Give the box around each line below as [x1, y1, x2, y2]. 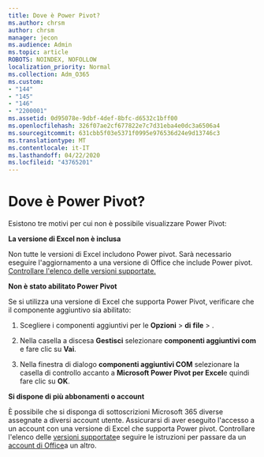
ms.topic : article [8, 48, 69, 56]
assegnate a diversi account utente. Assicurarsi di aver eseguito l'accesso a [8, 416, 255, 425]
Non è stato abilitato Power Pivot [8, 281, 117, 291]
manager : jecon [8, 33, 58, 42]
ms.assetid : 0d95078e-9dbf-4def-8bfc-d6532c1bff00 [8, 115, 178, 123]
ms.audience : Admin [8, 41, 73, 49]
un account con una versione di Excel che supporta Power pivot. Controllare [8, 424, 255, 433]
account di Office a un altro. [8, 440, 97, 451]
